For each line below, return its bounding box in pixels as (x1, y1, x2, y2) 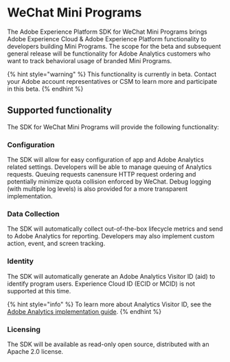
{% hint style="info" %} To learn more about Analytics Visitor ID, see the (7, 300, 211, 308)
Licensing (7, 324, 41, 334)
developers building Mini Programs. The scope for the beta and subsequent (7, 42, 221, 50)
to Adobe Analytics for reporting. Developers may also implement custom (7, 232, 215, 240)
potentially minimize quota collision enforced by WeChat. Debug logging (7, 177, 211, 186)
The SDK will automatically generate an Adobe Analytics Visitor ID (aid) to (7, 272, 216, 280)
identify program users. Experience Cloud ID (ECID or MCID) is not (7, 280, 196, 288)
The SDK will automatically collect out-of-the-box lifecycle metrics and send (7, 225, 223, 233)
